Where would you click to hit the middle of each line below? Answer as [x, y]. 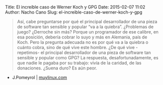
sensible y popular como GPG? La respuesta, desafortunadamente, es [88, 58]
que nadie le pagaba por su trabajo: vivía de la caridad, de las [79, 63]
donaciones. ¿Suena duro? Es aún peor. [57, 68]
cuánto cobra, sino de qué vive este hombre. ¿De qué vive [76, 47]
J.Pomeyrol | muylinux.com [40, 77]
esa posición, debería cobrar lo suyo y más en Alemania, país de [82, 37]
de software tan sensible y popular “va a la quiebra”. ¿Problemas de [85, 27]
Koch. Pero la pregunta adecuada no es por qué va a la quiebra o [82, 42]
